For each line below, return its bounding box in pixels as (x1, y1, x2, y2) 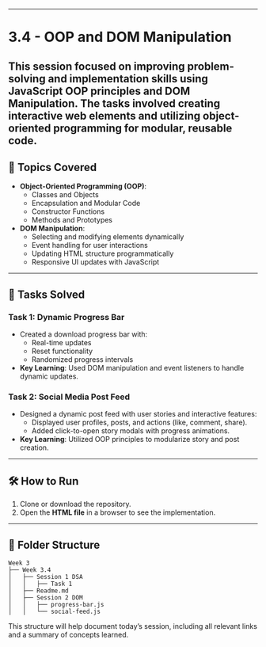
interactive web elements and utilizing (8, 108, 201, 123)
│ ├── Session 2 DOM (8, 594, 83, 602)
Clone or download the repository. (19, 500, 132, 509)
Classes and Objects (31, 190, 99, 200)
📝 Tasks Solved (8, 287, 85, 301)
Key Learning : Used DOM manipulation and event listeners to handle (19, 363, 245, 373)
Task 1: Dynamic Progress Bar (8, 311, 125, 322)
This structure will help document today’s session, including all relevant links (8, 622, 257, 630)
